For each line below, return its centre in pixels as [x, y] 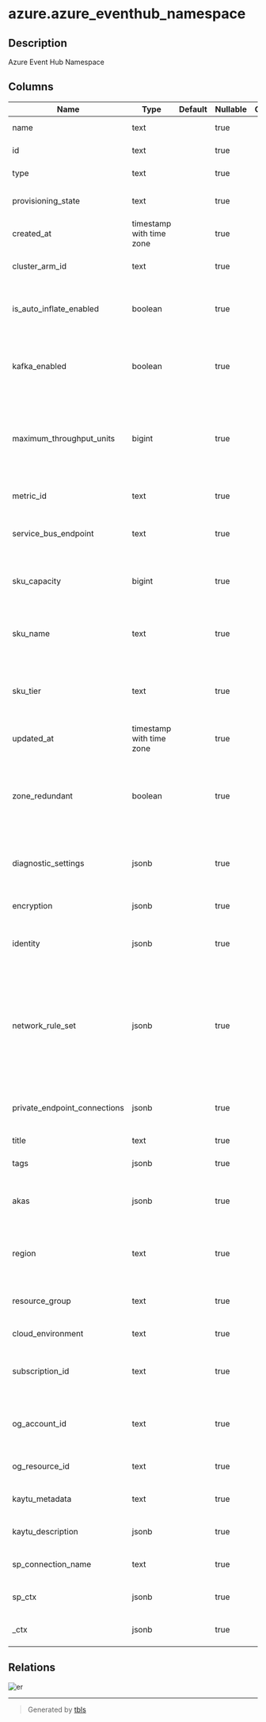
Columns [31, 87]
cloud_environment [48, 1333]
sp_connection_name [52, 1564]
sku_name [31, 633]
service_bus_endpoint [53, 533]
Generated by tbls [57, 1709]
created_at [32, 233]
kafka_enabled [40, 366]
